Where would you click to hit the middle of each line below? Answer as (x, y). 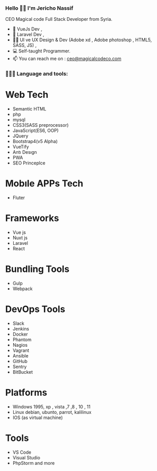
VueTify (21, 147)
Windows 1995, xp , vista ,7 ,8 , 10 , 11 (51, 406)
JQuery (21, 136)
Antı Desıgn (25, 152)
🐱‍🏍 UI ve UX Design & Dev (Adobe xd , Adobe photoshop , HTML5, (82, 40)
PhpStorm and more (33, 463)
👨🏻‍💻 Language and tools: (37, 74)
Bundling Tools (37, 269)
